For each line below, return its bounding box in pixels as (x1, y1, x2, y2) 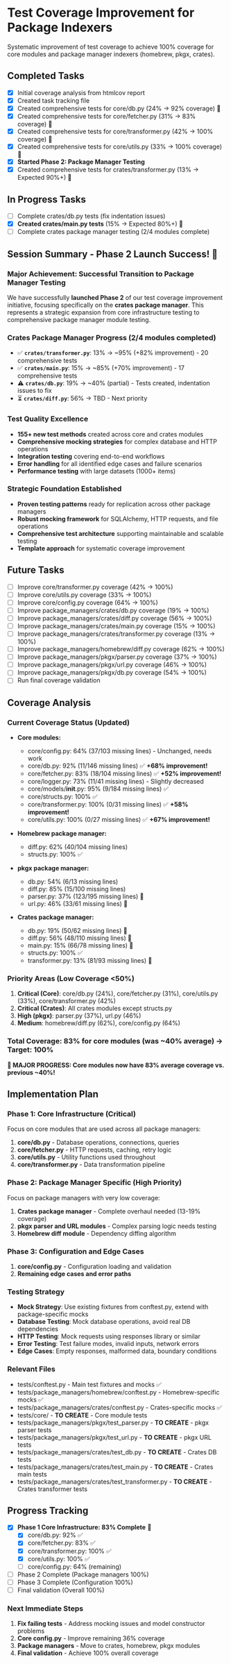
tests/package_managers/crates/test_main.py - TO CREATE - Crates (17, 1463, 214, 1471)
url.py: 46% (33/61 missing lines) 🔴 (27, 900, 128, 908)
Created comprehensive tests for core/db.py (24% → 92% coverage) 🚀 (17, 104, 221, 112)
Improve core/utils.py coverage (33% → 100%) (17, 590, 152, 598)
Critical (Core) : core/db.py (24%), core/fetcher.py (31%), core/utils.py (17, 989, 219, 998)
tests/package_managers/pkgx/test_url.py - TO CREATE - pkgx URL (17, 1433, 212, 1441)
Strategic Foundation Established (7, 484, 122, 494)
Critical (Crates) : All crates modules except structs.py (17, 1005, 172, 1013)
